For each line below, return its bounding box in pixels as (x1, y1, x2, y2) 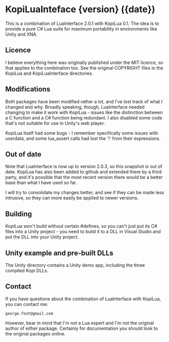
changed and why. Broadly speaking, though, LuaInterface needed (5, 104, 145, 110)
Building (5, 209, 32, 218)
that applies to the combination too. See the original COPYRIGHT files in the (5, 65, 163, 71)
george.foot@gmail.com (5, 311, 53, 316)
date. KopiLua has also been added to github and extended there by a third (5, 169, 162, 175)
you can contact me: (5, 301, 48, 307)
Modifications (5, 85, 51, 94)
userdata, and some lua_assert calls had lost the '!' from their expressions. (5, 135, 161, 141)
